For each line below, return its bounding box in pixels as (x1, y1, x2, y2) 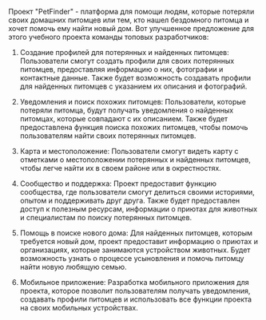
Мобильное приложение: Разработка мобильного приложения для (19, 278, 249, 286)
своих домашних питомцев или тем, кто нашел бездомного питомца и (8, 15, 249, 25)
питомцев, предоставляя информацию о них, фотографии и (19, 65, 224, 74)
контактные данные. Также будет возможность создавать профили (19, 73, 252, 82)
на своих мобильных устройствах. (19, 303, 138, 312)
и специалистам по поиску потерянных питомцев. (19, 213, 193, 222)
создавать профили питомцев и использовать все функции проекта (19, 294, 252, 304)
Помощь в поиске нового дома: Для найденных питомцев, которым (19, 228, 253, 238)
